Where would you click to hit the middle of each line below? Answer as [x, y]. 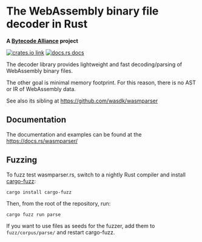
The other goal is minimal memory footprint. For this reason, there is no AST [101, 82]
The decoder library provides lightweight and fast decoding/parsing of [94, 64]
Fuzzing [22, 160]
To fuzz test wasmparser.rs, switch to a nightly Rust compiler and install [96, 175]
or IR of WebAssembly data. [41, 89]
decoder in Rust [47, 24]
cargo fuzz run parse [34, 214]
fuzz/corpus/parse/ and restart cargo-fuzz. [61, 232]
